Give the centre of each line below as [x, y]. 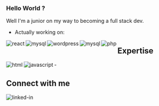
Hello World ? [26, 8]
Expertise [135, 51]
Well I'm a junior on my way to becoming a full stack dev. [75, 21]
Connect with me [38, 83]
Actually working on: [39, 32]
